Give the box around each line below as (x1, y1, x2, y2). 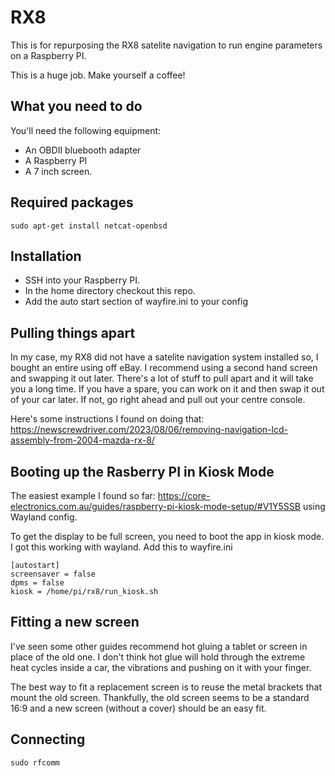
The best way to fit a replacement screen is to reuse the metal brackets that (10, 681, 322, 693)
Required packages (10, 194, 134, 211)
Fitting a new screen (10, 614, 140, 631)
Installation (10, 247, 82, 265)
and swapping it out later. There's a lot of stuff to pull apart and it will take (10, 372, 314, 385)
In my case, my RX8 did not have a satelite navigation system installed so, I (10, 351, 319, 363)
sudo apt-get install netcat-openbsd (10, 221, 168, 231)
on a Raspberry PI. (10, 49, 87, 61)
